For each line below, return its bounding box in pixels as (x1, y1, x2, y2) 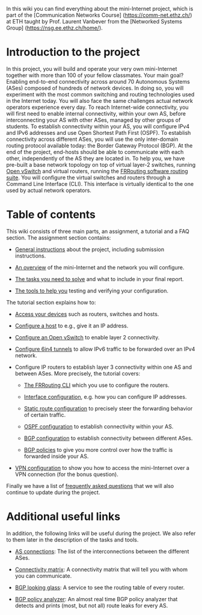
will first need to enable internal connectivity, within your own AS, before (6, 110, 186, 117)
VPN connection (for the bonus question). (14, 471, 119, 478)
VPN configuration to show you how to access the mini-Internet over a (14, 464, 189, 471)
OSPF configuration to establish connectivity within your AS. (23, 422, 174, 430)
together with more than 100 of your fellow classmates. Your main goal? (6, 72, 184, 79)
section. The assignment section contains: (6, 234, 111, 241)
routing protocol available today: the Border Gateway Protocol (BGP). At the (6, 141, 193, 149)
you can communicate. (14, 572, 72, 579)
